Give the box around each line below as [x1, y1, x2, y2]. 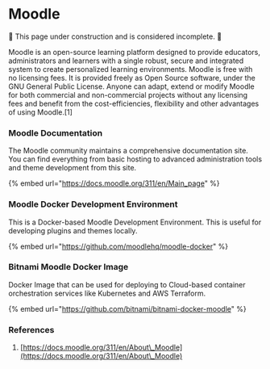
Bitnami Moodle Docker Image [8, 262, 129, 273]
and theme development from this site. [8, 163, 137, 173]
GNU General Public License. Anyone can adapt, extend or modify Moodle [8, 82, 255, 91]
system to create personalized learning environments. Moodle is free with [8, 64, 253, 73]
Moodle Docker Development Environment [8, 199, 178, 210]
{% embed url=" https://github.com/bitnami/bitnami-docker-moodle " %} [8, 304, 247, 313]
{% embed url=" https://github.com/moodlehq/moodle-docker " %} [8, 241, 228, 251]
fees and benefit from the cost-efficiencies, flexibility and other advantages [8, 99, 260, 108]
